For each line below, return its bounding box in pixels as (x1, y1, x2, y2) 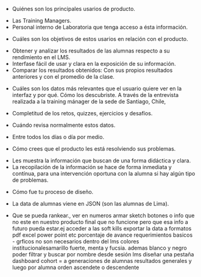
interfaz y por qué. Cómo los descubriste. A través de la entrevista (12, 92, 179, 98)
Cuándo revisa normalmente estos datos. (12, 121, 116, 129)
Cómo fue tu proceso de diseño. (12, 189, 94, 195)
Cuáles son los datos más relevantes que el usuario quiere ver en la (12, 85, 182, 92)
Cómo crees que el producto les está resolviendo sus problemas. (12, 145, 176, 152)
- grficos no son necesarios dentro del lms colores (12, 238, 139, 245)
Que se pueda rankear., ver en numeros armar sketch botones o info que (12, 212, 195, 219)
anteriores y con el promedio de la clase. (12, 73, 115, 80)
